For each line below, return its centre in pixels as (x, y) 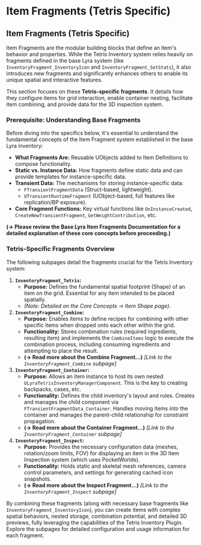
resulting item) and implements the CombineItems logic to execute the (109, 338)
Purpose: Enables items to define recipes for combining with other (106, 318)
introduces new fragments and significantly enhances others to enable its (97, 73)
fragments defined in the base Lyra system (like (65, 61)
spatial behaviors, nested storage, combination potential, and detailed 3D (97, 516)
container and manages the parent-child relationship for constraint (106, 415)
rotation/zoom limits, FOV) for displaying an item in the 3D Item (101, 453)
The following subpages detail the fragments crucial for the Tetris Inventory (100, 262)
